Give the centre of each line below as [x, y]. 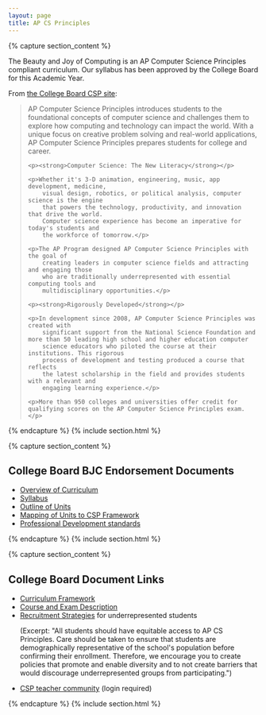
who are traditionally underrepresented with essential [137, 276]
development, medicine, [67, 186]
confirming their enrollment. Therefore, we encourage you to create [130, 656]
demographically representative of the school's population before [127, 647]
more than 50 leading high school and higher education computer [138, 339]
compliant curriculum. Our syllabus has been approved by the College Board [133, 69]
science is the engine [65, 200]
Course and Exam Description [68, 607]
